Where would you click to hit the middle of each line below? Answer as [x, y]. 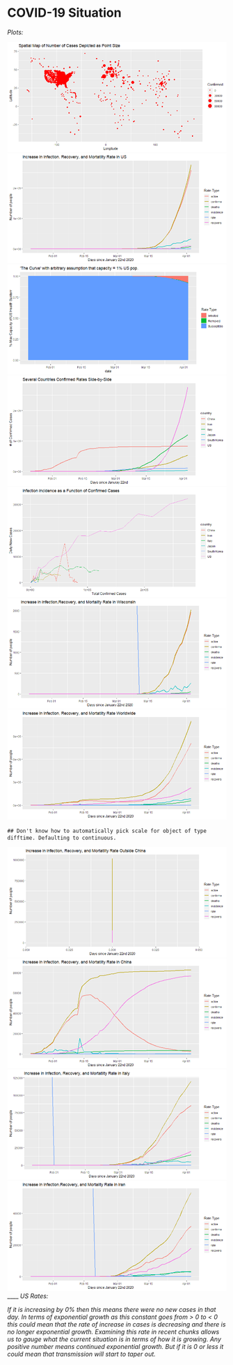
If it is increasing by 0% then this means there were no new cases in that [112, 1309]
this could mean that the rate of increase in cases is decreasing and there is [116, 1324]
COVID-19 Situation [64, 13]
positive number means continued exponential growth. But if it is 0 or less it [115, 1346]
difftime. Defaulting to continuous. [62, 838]
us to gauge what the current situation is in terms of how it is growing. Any [114, 1339]
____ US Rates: [28, 1296]
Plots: [15, 32]
